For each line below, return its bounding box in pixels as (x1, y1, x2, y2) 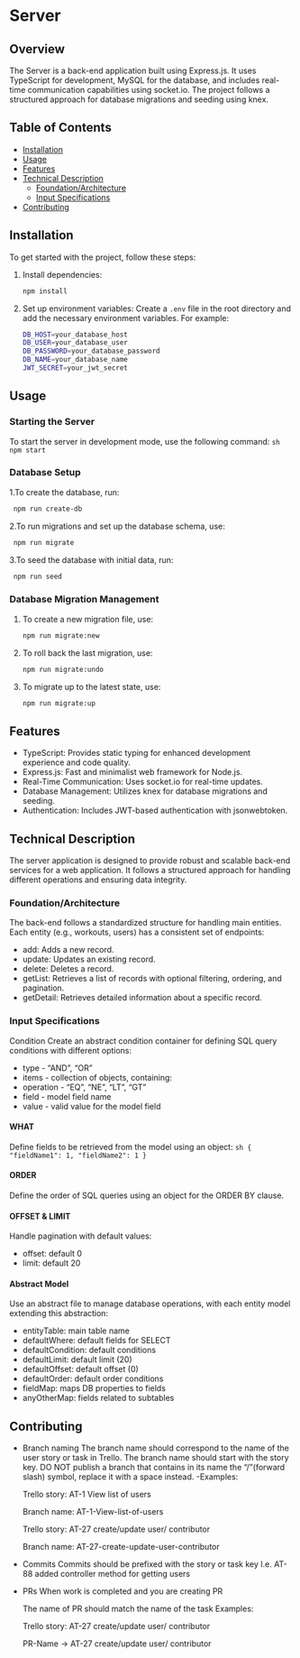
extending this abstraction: (9, 1308, 109, 1319)
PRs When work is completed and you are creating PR (22, 1586, 223, 1597)
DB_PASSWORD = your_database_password (22, 346, 160, 356)
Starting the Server (9, 416, 95, 428)
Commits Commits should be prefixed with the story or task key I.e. (22, 1559, 272, 1570)
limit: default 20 (22, 1257, 81, 1268)
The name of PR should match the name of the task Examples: (22, 1603, 254, 1615)
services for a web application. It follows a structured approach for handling (9, 865, 291, 876)
